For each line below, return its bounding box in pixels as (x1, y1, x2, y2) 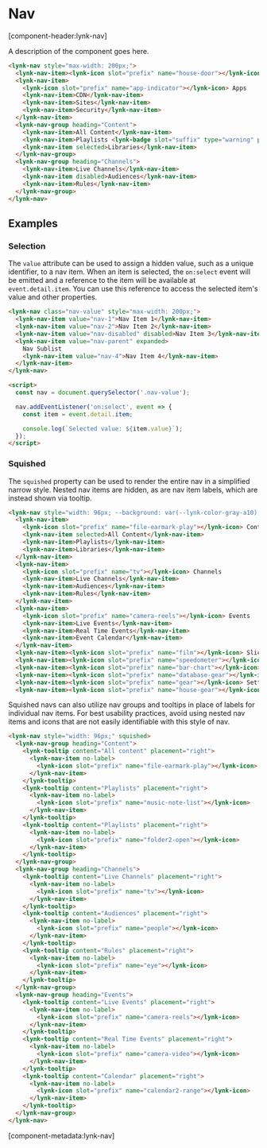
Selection (8, 240, 46, 251)
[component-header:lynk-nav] (8, 31, 107, 41)
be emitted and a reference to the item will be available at (8, 276, 196, 285)
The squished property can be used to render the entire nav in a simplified (8, 476, 250, 485)
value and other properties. (8, 292, 98, 302)
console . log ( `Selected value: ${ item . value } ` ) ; (22, 424, 183, 433)
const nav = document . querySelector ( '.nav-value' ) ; (15, 388, 191, 396)
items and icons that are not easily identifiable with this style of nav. (8, 717, 230, 727)
